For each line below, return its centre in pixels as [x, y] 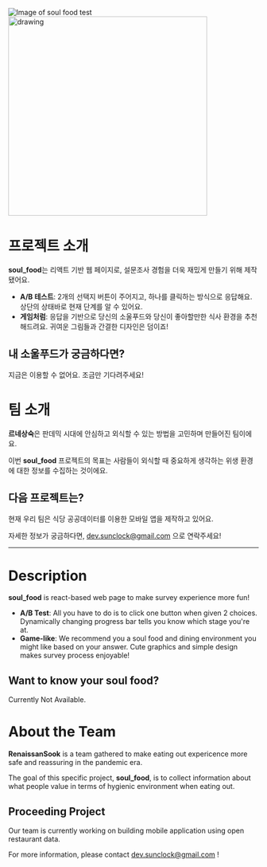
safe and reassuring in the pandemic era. [75, 763]
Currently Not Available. [47, 700]
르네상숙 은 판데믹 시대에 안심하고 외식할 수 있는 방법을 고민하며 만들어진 [120, 433]
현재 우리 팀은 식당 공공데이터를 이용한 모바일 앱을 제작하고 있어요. [111, 519]
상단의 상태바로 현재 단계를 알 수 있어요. [81, 306]
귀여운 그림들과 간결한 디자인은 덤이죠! [109, 326]
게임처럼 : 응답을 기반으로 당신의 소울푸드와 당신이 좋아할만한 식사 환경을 [131, 316]
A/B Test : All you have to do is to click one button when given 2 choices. [139, 613]
